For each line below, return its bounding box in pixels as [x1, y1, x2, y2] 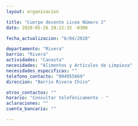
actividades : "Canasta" [6, 57, 65, 63]
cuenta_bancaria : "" [6, 106, 57, 112]
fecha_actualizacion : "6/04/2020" [6, 35, 91, 41]
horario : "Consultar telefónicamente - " [6, 95, 109, 101]
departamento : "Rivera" [6, 46, 65, 52]
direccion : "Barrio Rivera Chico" [6, 79, 91, 85]
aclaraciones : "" [6, 101, 49, 107]
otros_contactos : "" [6, 89, 57, 95]
